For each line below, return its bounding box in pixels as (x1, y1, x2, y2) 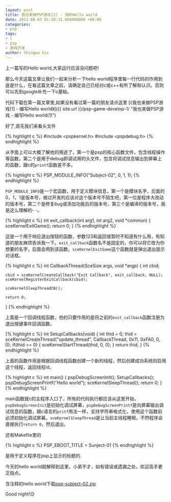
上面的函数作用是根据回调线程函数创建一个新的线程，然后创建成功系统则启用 (5, 358, 166, 364)
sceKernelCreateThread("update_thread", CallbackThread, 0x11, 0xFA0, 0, (5, 336, 161, 342)
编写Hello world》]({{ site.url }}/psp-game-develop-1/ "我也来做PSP (19, 106, 160, 112)
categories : (5, 21, 31, 27)
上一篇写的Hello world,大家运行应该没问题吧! (5, 65, 99, 71)
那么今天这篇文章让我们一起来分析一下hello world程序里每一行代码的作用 (5, 76, 158, 82)
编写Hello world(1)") (14, 112, 56, 118)
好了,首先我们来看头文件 (5, 123, 56, 129)
